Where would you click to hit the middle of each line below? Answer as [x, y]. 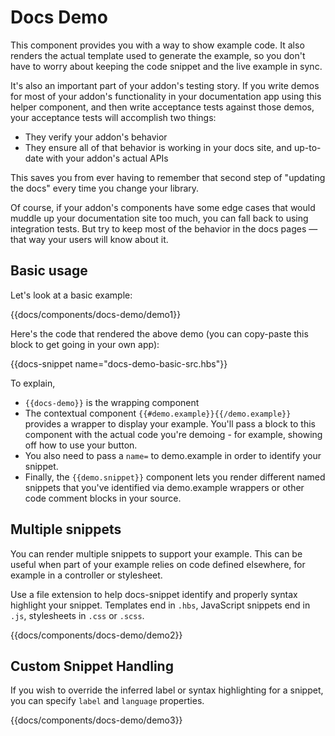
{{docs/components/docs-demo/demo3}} [96, 720]
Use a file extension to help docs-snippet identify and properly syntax [154, 594]
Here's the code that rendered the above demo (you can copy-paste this [159, 333]
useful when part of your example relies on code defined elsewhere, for [158, 564]
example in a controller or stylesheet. [86, 575]
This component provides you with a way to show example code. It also [157, 45]
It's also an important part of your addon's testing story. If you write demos [165, 85]
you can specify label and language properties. [107, 701]
